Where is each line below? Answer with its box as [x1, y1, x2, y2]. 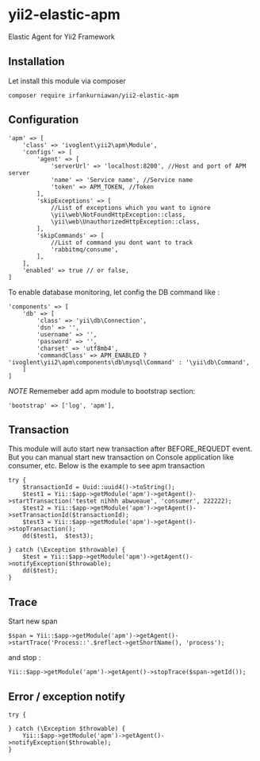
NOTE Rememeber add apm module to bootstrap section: [8, 386, 196, 395]
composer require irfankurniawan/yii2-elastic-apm [8, 91, 179, 99]
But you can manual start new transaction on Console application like [8, 452, 234, 462]
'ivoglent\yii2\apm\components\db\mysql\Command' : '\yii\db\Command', [8, 358, 250, 367]
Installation [8, 55, 65, 68]
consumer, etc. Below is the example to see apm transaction [8, 461, 205, 471]
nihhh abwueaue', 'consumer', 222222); [100, 497, 232, 506]
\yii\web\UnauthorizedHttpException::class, [50, 217, 201, 226]
